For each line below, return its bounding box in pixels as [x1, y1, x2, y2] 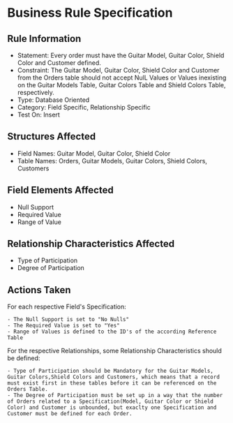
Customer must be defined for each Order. [7, 410, 133, 417]
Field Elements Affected [7, 184, 114, 196]
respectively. [17, 89, 54, 96]
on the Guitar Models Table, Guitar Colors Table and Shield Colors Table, [17, 81, 226, 89]
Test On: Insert [17, 110, 61, 119]
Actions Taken [7, 284, 71, 296]
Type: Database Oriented [17, 96, 90, 104]
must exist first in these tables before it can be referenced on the [7, 380, 217, 387]
